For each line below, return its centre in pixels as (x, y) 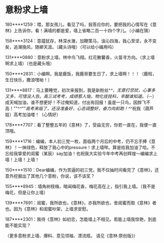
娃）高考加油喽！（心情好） (33, 114)
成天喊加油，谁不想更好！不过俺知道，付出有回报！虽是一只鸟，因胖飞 (76, 102)
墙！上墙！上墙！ (22, 159)
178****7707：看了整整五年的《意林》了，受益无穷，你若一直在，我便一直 (81, 125)
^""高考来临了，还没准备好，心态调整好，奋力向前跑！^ (75, 108)
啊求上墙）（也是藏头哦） (30, 63)
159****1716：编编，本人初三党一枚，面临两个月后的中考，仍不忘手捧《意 (80, 141)
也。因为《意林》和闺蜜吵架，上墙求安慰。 (48, 209)
